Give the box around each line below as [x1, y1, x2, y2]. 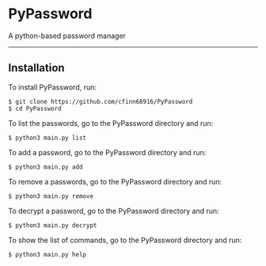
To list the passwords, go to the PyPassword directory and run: [8, 118, 214, 127]
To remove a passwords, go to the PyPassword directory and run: [8, 177, 222, 186]
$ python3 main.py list [8, 134, 87, 142]
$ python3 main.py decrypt [8, 221, 97, 230]
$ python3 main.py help [8, 250, 87, 258]
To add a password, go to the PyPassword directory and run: [8, 147, 207, 157]
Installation [8, 61, 65, 75]
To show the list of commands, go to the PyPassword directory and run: [8, 235, 242, 245]
